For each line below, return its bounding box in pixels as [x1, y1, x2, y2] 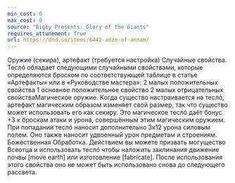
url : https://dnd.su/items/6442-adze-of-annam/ [7, 37, 150, 44]
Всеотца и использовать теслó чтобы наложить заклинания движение [7, 146, 220, 154]
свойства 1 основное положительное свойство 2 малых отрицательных [7, 86, 224, 94]
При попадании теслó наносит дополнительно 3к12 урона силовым [7, 123, 211, 132]
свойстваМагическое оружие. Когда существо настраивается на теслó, [7, 93, 224, 102]
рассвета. [7, 168, 37, 177]
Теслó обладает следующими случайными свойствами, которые [7, 63, 203, 72]
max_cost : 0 [7, 17, 42, 24]
